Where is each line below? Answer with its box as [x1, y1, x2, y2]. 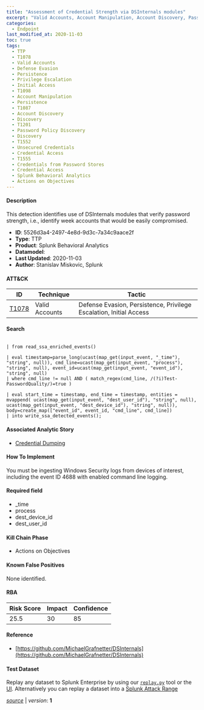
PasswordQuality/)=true [6, 381, 67, 387]
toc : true [6, 37, 32, 43]
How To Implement [6, 453, 55, 460]
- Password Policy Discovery [12, 128, 86, 134]
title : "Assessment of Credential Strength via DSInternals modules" [6, 9, 186, 15]
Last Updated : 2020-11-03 [15, 254, 82, 262]
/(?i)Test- [150, 376, 178, 382]
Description [6, 197, 37, 204]
